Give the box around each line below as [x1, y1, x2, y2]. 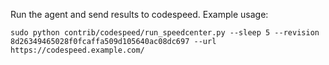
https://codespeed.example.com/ [10, 45, 145, 55]
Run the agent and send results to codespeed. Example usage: [10, 9, 269, 20]
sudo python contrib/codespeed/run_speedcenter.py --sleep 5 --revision [10, 28, 320, 38]
